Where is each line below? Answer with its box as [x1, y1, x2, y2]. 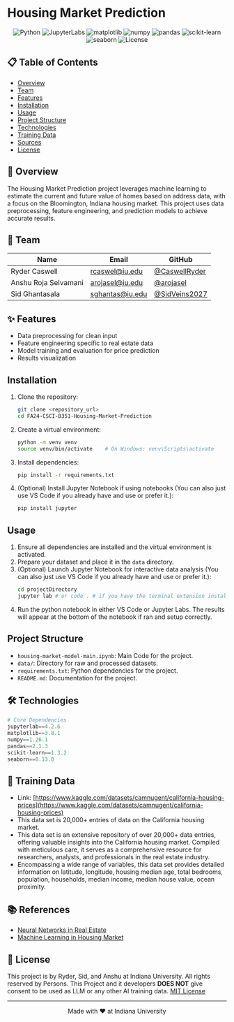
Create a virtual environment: [17, 425, 101, 434]
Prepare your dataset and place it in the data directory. [17, 557, 174, 567]
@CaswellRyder [154, 267, 206, 277]
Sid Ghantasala [10, 289, 61, 299]
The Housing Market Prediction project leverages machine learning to [7, 184, 207, 193]
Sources [17, 138, 42, 146]
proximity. [17, 882, 47, 891]
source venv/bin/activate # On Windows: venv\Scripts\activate [17, 445, 214, 452]
